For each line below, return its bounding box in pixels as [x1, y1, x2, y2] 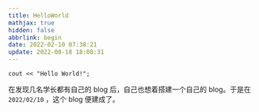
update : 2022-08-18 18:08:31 [8, 48, 105, 56]
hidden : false [8, 26, 55, 34]
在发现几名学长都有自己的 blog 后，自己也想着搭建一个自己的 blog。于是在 [8, 84, 251, 94]
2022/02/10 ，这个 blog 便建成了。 [8, 95, 120, 103]
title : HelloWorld [8, 11, 69, 20]
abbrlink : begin [8, 33, 62, 42]
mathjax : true [8, 19, 55, 27]
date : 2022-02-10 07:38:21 [8, 41, 97, 49]
